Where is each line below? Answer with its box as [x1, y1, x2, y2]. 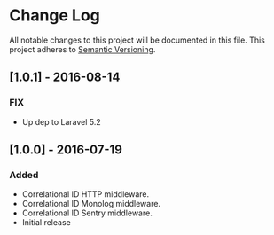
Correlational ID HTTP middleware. [21, 189, 149, 200]
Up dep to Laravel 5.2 [21, 116, 102, 127]
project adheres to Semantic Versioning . [9, 43, 156, 54]
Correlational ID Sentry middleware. [21, 208, 153, 218]
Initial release [21, 217, 71, 228]
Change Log [9, 5, 100, 26]
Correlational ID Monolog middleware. [21, 199, 161, 209]
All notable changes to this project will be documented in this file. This [9, 35, 266, 45]
